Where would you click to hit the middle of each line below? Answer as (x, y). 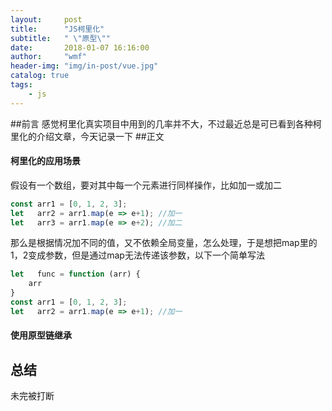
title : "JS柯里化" (57, 29)
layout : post (46, 19)
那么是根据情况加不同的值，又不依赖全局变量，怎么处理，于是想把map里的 (164, 243)
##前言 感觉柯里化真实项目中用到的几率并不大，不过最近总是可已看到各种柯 (166, 123)
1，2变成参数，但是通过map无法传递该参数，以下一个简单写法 (137, 255)
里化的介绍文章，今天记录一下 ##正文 (87, 136)
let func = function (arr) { (75, 274)
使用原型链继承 (41, 335)
